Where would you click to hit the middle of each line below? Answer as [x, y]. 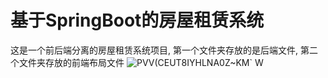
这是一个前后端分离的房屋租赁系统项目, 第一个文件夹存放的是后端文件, [154, 50]
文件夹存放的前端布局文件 [71, 62]
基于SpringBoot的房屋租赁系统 [137, 20]
